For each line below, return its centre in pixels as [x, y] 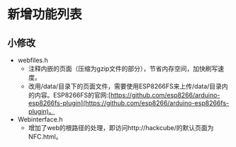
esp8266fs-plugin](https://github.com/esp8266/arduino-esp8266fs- [128, 103]
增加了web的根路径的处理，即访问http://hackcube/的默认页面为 [121, 128]
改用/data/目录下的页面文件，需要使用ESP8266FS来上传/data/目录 [125, 86]
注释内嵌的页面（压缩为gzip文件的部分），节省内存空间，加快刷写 [123, 69]
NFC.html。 [45, 136]
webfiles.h [33, 60]
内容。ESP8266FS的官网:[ [73, 95]
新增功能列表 [45, 14]
